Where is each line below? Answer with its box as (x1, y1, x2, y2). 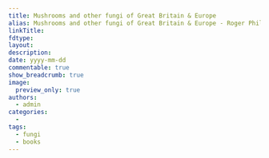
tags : (8, 123, 26, 131)
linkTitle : (8, 26, 45, 34)
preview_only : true (15, 85, 81, 94)
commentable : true (8, 64, 70, 72)
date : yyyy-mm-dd (8, 57, 66, 65)
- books (15, 137, 42, 146)
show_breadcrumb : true (8, 71, 84, 79)
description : (8, 49, 52, 57)
